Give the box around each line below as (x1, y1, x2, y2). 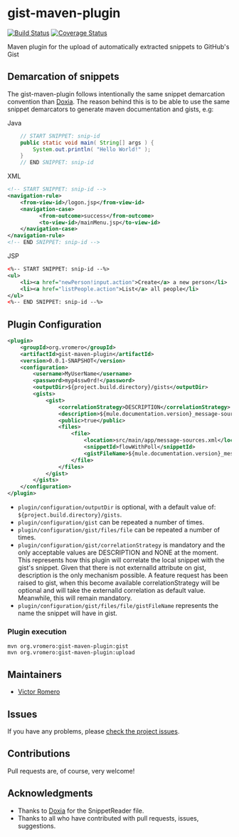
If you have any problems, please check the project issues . (7, 726, 180, 736)
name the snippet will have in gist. (17, 609, 117, 618)
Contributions (7, 748, 70, 760)
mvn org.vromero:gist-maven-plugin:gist (7, 643, 129, 650)
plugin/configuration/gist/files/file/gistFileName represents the (17, 602, 219, 610)
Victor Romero (17, 687, 60, 696)
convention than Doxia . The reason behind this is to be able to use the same (7, 97, 230, 106)
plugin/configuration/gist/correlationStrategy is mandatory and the (17, 541, 225, 549)
